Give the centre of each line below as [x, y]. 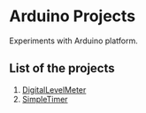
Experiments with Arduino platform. [74, 41]
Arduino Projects [73, 16]
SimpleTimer [45, 99]
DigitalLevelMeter [54, 89]
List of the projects [62, 68]
